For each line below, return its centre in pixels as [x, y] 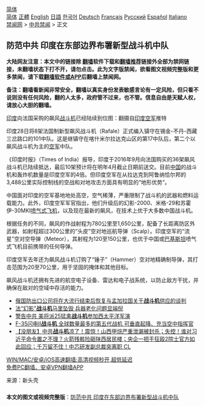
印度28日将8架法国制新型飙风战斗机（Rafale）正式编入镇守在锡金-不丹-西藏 [102, 131]
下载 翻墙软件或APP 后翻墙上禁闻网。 [78, 76]
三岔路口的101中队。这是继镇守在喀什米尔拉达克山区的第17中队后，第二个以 [101, 138]
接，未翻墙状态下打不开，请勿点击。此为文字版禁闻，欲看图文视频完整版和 [100, 69]
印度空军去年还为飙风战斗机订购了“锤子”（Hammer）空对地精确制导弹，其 [100, 259]
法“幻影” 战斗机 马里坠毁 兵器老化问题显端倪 [69, 308]
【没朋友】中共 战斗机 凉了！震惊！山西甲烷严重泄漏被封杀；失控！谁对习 [106, 331]
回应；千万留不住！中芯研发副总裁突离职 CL [76, 346]
